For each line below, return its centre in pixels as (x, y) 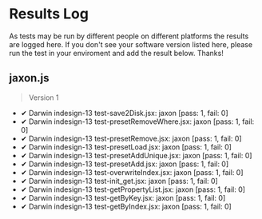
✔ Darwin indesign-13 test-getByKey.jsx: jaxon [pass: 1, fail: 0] (123, 197)
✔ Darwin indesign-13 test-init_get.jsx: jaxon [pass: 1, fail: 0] (119, 181)
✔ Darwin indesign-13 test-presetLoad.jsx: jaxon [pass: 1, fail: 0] (126, 147)
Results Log (49, 14)
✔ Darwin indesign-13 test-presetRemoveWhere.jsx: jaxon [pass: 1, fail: (137, 121)
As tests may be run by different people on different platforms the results (129, 36)
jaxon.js (30, 78)
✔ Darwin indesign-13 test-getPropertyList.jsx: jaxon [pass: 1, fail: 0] (133, 189)
